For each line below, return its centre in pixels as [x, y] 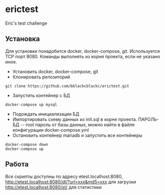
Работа [17, 164]
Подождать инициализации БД [46, 114]
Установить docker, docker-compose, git [55, 71]
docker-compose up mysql [31, 105]
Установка [23, 39]
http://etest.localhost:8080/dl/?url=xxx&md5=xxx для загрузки [71, 181]
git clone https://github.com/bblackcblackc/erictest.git [67, 86]
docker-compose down [27, 144]
